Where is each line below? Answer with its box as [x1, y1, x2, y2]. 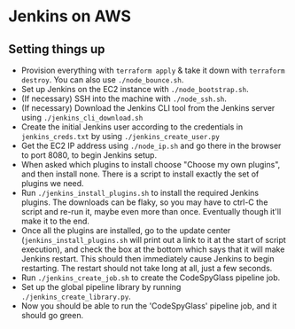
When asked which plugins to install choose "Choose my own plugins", [20, 160, 281, 169]
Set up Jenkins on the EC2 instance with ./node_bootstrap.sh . [20, 84, 249, 94]
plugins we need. [20, 178, 85, 188]
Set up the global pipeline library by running [20, 282, 182, 292]
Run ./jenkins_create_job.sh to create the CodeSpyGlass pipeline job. [20, 272, 281, 283]
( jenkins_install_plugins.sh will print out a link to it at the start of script [20, 235, 287, 245]
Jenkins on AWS [8, 6, 132, 27]
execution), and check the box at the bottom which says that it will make [20, 244, 285, 255]
